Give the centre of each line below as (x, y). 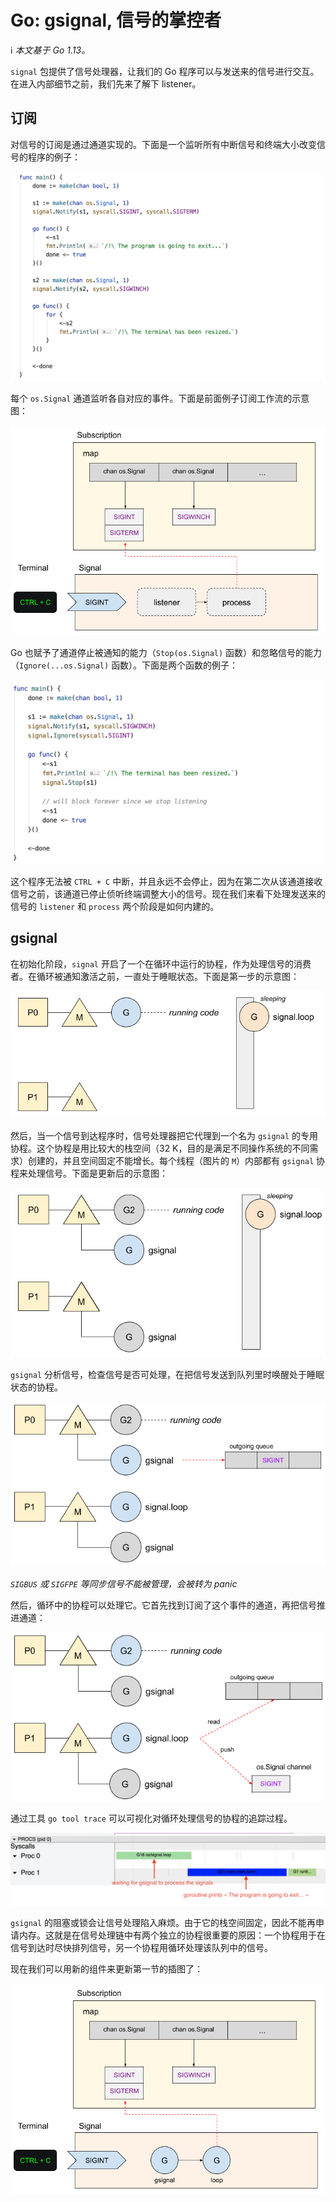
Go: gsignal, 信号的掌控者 (116, 20)
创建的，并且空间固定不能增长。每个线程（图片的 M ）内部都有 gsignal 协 (176, 1160)
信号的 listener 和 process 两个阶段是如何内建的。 (115, 906)
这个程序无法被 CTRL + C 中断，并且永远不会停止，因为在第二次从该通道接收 (166, 881)
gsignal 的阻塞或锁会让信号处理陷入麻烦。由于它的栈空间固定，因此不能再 (163, 1922)
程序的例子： (54, 157)
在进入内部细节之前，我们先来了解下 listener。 (106, 83)
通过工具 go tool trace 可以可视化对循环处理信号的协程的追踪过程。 (151, 1818)
